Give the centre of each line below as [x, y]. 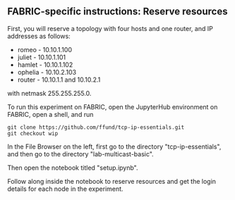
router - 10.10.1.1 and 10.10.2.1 [59, 80]
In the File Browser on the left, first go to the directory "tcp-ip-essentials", [114, 146]
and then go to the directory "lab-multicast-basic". [80, 154]
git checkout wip [33, 133]
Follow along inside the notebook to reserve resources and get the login [112, 181]
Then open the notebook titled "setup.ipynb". [73, 168]
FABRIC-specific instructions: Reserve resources [117, 12]
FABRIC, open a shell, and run [50, 114]
